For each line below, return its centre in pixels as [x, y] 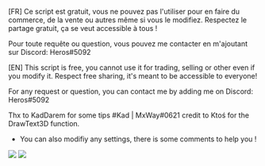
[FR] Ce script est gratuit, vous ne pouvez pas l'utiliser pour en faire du [124, 12]
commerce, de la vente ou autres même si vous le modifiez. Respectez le [128, 20]
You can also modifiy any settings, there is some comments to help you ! [138, 139]
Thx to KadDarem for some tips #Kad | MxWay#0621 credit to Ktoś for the [129, 115]
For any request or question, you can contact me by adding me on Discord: [131, 91]
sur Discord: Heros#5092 [50, 52]
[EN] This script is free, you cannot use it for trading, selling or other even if [132, 68]
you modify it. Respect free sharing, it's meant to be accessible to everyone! [133, 76]
